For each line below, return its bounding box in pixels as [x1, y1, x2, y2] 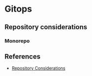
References [4, 52, 41, 60]
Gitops [4, 3, 32, 15]
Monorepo [4, 38, 30, 44]
